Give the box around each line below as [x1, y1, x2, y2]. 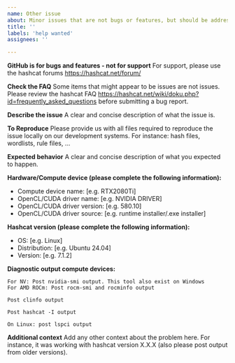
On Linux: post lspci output [7, 321, 92, 328]
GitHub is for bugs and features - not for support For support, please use [7, 61, 222, 70]
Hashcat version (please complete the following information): [7, 223, 190, 231]
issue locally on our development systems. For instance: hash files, [7, 132, 201, 140]
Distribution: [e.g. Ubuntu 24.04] [17, 244, 112, 252]
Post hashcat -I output [7, 309, 77, 316]
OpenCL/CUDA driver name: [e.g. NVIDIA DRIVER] [17, 195, 162, 203]
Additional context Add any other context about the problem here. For [7, 333, 211, 342]
